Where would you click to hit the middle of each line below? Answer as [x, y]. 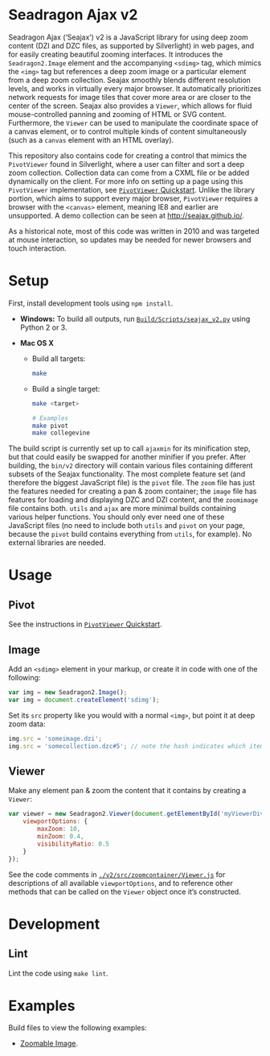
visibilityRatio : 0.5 [74, 844]
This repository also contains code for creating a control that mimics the [128, 156]
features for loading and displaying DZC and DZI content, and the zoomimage [133, 500]
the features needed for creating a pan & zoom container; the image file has [133, 491]
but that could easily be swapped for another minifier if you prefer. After [127, 457]
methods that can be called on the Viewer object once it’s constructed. [125, 892]
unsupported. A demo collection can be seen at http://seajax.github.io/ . [127, 215]
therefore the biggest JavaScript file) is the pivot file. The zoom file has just [132, 483]
